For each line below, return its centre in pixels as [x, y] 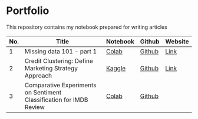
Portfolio [28, 11]
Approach [38, 76]
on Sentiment [43, 92]
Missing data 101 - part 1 [61, 51]
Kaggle [116, 68]
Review [35, 107]
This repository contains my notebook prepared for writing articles [87, 27]
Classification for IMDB [56, 100]
